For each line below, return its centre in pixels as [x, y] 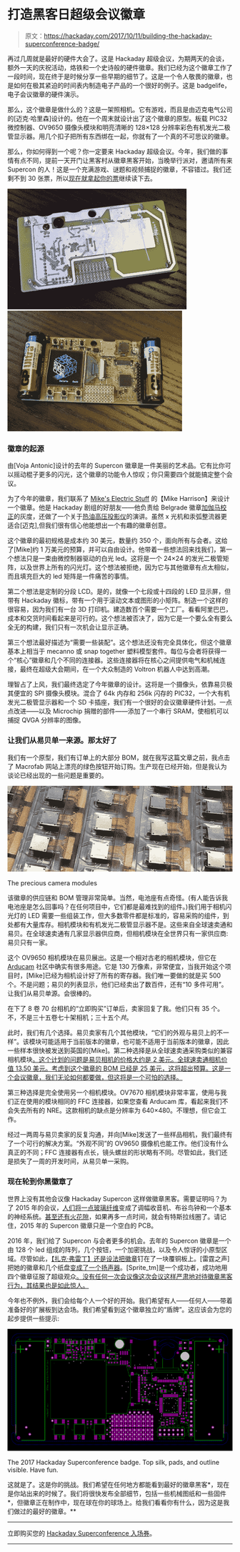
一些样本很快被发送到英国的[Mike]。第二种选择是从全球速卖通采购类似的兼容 [120, 1050]
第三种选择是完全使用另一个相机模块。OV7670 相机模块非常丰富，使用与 [114, 1093]
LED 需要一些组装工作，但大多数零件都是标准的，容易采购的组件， [125, 916]
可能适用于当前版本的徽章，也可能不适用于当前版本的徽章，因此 [136, 1042]
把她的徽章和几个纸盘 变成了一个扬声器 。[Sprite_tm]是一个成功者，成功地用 [117, 1267]
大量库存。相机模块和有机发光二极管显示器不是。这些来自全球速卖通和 [129, 925]
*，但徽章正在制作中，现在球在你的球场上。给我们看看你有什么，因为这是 [115, 1502]
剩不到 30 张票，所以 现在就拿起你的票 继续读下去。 [82, 178]
